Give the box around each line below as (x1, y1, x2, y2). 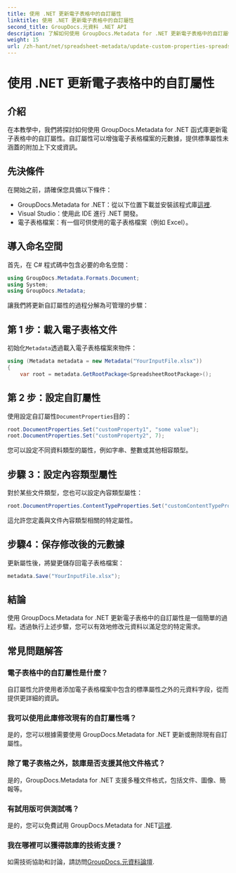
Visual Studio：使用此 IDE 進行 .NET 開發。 (17, 209, 142, 218)
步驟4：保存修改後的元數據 (7, 539, 125, 551)
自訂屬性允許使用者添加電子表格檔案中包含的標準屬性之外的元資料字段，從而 (7, 685, 229, 694)
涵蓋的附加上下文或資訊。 (7, 143, 81, 151)
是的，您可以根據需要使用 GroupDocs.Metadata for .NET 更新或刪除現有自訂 (7, 730, 228, 739)
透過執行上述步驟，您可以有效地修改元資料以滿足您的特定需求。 (19, 622, 204, 631)
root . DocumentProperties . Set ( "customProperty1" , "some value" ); (7, 426, 199, 433)
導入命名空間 (7, 240, 63, 253)
